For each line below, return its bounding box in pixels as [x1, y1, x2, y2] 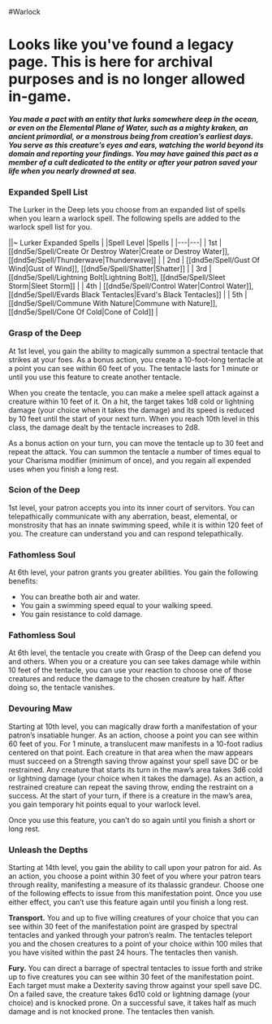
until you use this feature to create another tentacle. [8, 372, 182, 382]
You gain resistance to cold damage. [19, 610, 143, 619]
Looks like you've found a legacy [8, 36, 234, 54]
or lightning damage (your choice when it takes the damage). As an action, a [8, 773, 264, 783]
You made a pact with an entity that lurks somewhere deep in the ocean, [8, 114, 259, 124]
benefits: [8, 576, 38, 586]
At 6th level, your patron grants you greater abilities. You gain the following [8, 567, 258, 577]
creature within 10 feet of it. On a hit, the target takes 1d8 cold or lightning [8, 396, 254, 406]
